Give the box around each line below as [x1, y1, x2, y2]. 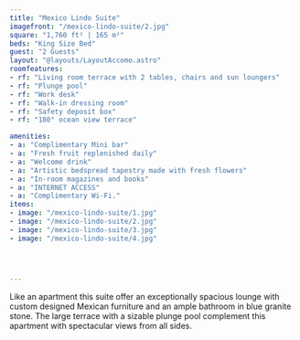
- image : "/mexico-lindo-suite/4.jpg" [9, 234, 157, 243]
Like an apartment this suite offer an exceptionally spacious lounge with [9, 291, 281, 302]
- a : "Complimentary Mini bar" [9, 141, 129, 150]
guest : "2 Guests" [9, 48, 80, 57]
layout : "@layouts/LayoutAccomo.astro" [9, 56, 162, 65]
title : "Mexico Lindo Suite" [9, 13, 121, 23]
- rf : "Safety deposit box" [9, 107, 117, 116]
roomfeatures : [9, 65, 64, 74]
